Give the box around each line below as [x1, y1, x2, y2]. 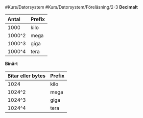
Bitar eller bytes [7, 72, 46, 79]
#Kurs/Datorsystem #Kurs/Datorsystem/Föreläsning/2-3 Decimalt [5, 4, 138, 10]
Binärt [5, 61, 18, 66]
